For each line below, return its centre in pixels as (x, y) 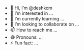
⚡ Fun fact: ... (24, 43)
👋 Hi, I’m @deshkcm (31, 8)
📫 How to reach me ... (34, 30)
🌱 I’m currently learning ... (37, 19)
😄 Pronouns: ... (26, 37)
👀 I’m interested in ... (32, 13)
